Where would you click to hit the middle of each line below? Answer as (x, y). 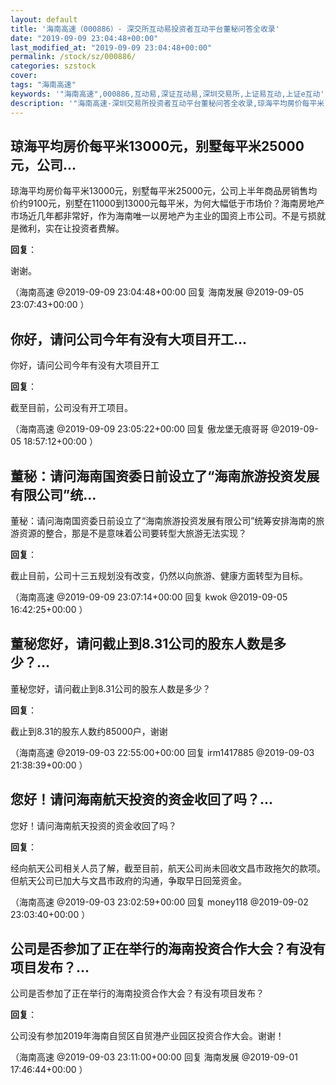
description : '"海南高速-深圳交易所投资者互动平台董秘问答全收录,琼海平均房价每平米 (167, 103)
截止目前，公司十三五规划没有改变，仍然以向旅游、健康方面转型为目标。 (159, 575)
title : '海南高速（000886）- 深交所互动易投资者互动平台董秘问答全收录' (145, 29)
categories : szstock (53, 66)
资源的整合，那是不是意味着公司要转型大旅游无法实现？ (132, 533)
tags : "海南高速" (43, 85)
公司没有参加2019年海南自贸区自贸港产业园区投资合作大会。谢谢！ (147, 1036)
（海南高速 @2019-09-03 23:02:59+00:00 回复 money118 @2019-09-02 (159, 902)
